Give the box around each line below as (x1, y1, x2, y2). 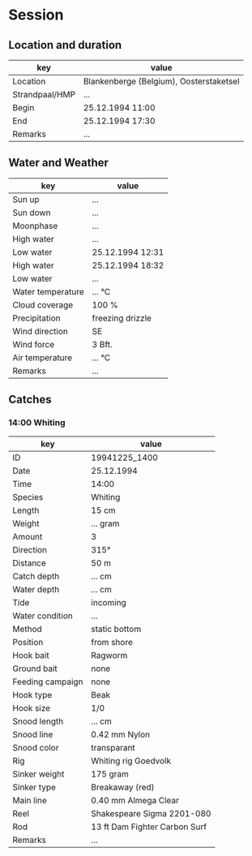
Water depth (12, 583, 60, 595)
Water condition (12, 610, 73, 622)
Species (12, 491, 44, 502)
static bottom (91, 623, 142, 634)
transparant (91, 742, 135, 753)
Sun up (12, 193, 40, 204)
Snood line (12, 729, 53, 740)
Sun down (12, 207, 51, 218)
